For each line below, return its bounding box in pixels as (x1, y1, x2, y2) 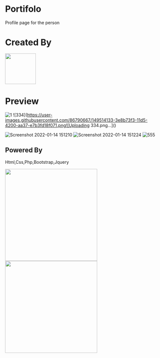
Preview (5, 96, 39, 107)
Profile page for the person (5, 20, 60, 26)
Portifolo (5, 3, 42, 15)
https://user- (27, 112, 53, 118)
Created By (5, 37, 52, 48)
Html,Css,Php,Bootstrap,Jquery (5, 159, 69, 165)
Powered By (5, 146, 43, 154)
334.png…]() (90, 122, 116, 128)
